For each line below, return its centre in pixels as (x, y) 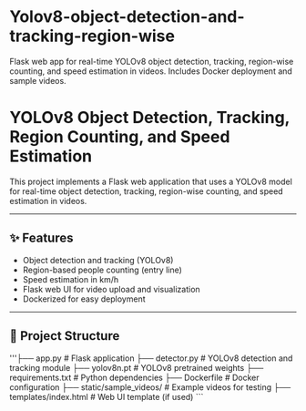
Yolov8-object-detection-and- (127, 17)
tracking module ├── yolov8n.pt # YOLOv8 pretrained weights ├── (137, 367)
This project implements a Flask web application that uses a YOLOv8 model (151, 181)
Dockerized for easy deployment (84, 299)
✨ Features (41, 238)
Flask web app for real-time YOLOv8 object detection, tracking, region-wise (152, 61)
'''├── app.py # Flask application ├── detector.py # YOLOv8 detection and (151, 358)
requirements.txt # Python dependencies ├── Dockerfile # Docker (134, 377)
